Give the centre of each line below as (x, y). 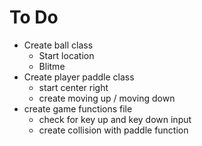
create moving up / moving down (107, 98)
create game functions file (78, 108)
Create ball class (58, 45)
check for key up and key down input (115, 119)
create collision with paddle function (113, 130)
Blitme (52, 66)
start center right (73, 87)
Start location (66, 55)
